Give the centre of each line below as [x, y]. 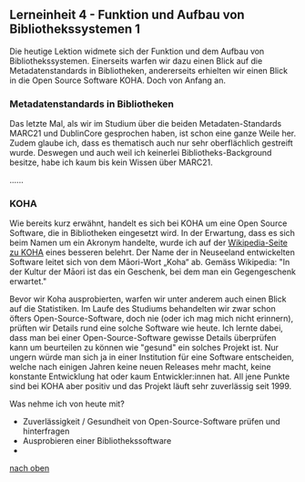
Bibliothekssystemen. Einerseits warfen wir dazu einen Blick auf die [136, 61]
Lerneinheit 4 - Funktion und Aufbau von [127, 15]
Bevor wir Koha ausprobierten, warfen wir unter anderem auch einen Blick [148, 299]
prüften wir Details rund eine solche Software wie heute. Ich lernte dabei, [147, 328]
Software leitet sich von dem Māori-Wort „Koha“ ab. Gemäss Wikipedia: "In [150, 262]
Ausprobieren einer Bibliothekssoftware [97, 441]
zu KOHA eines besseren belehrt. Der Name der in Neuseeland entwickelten [152, 252]
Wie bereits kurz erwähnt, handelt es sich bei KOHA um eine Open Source [148, 223]
